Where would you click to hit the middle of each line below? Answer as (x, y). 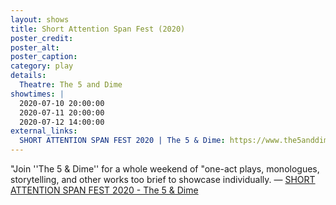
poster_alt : (35, 47)
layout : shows (40, 19)
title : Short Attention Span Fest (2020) (98, 29)
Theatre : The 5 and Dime (71, 85)
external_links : (44, 131)
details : (28, 76)
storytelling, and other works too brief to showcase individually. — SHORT (163, 179)
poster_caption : (44, 57)
